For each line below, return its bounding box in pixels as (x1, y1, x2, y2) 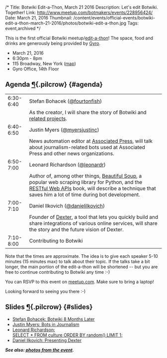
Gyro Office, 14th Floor (12, 66, 59, 72)
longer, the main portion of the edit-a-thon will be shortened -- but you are (5, 264, 158, 270)
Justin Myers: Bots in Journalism (12, 321, 80, 327)
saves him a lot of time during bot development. (29, 191, 140, 198)
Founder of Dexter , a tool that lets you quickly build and (29, 213, 159, 220)
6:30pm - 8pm (12, 55, 42, 61)
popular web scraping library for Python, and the (29, 179, 143, 185)
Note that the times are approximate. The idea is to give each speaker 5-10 (5, 253, 158, 259)
